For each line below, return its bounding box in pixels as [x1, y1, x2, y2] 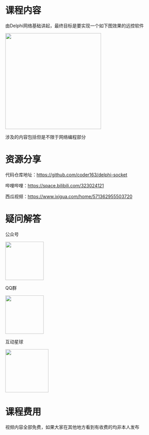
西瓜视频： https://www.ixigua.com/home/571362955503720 [5, 193, 133, 200]
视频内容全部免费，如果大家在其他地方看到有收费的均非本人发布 [5, 424, 139, 430]
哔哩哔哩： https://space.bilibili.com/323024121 [5, 182, 104, 188]
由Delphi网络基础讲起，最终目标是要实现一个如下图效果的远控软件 [5, 23, 144, 29]
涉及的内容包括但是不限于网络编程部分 [5, 134, 86, 140]
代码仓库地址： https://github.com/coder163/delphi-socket [5, 171, 128, 178]
